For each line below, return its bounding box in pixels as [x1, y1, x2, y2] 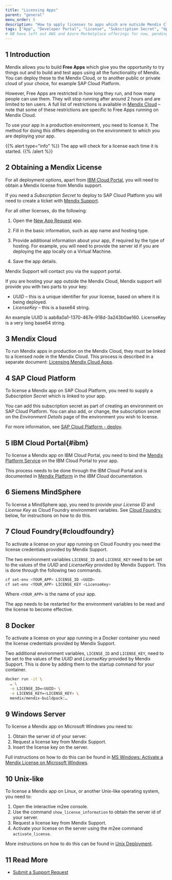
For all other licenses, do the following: [5, 207, 87, 213]
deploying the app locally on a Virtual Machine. [12, 248, 112, 254]
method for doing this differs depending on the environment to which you [5, 127, 160, 133]
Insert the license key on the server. [12, 744, 89, 750]
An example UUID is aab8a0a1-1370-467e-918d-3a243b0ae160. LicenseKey [5, 314, 166, 321]
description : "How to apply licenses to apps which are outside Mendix [5, 22, 161, 27]
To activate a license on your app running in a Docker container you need [5, 635, 160, 641]
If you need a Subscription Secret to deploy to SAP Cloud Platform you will [5, 192, 162, 198]
